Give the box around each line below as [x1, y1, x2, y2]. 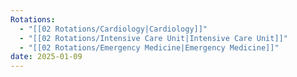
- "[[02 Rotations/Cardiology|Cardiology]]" [19, 24, 208, 34]
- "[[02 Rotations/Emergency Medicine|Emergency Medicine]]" [19, 42, 280, 53]
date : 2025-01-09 [10, 52, 83, 62]
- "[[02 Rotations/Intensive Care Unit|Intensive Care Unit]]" [19, 33, 288, 43]
